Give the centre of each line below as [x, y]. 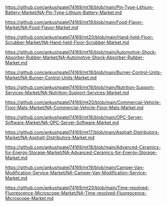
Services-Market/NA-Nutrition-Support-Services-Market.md [67, 93]
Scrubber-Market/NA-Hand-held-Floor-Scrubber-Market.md [67, 42]
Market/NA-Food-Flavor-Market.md [42, 27]
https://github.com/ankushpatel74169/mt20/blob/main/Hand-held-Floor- [80, 37]
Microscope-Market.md [29, 198]
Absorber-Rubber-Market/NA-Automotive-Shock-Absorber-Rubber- [75, 57]
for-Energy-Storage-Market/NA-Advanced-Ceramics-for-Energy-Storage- [81, 152]
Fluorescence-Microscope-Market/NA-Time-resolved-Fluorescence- [76, 193]
